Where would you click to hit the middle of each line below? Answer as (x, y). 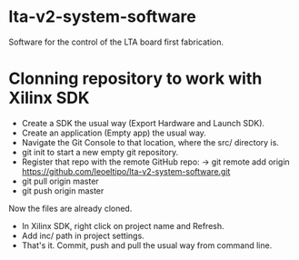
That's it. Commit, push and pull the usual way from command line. (147, 245)
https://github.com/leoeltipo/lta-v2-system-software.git (126, 171)
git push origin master (63, 190)
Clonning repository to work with (135, 79)
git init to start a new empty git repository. (100, 152)
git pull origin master (60, 181)
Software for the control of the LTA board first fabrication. (116, 42)
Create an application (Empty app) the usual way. (114, 133)
